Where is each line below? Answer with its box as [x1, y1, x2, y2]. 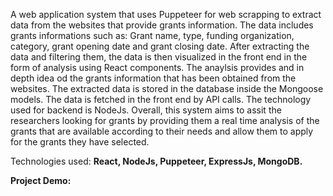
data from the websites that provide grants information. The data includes [10, 19, 314, 31]
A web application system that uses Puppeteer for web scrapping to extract [10, 9, 322, 20]
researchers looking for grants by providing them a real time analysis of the [10, 115, 320, 126]
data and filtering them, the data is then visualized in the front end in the [10, 51, 308, 63]
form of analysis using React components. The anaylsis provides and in [10, 62, 305, 73]
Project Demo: [10, 175, 72, 186]
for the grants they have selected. [10, 136, 150, 148]
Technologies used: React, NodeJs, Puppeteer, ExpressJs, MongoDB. [10, 155, 303, 167]
